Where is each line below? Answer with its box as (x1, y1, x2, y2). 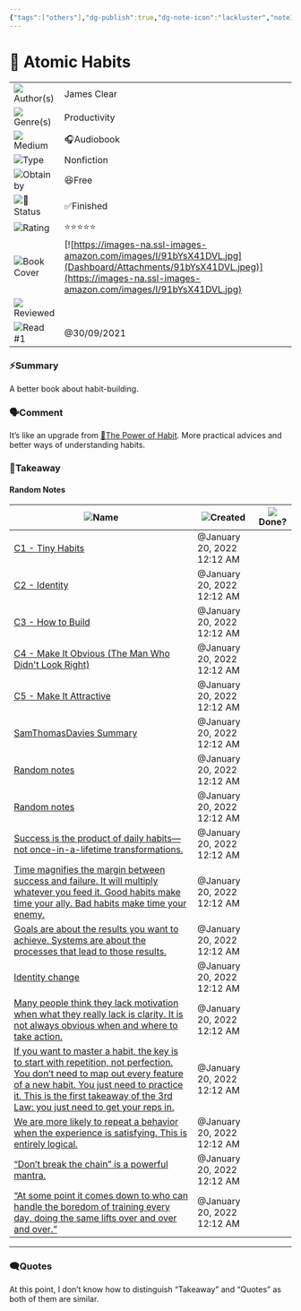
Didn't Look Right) (13, 659, 90, 671)
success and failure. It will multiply (13, 875, 159, 887)
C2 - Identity (13, 579, 69, 591)
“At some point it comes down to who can (13, 1189, 189, 1202)
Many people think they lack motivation (13, 996, 179, 1009)
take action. (13, 1031, 63, 1043)
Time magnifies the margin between (13, 864, 166, 876)
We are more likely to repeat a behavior (13, 1116, 179, 1128)
